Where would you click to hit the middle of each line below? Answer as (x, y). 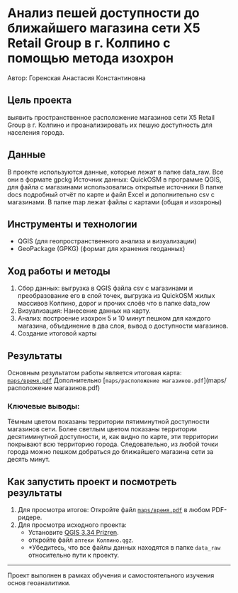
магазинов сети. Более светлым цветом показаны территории (102, 429)
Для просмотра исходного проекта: (72, 525)
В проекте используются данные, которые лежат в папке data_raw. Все (116, 172)
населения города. (36, 132)
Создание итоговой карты (57, 333)
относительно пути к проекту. (74, 555)
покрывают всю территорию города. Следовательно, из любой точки (113, 444)
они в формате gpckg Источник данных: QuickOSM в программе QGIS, (114, 179)
